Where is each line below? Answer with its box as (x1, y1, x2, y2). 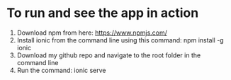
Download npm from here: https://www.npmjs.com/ (16, 28, 168, 37)
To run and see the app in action (6, 5, 199, 21)
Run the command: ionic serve (16, 66, 107, 74)
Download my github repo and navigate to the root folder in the (16, 51, 201, 59)
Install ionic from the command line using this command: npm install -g (16, 35, 224, 44)
